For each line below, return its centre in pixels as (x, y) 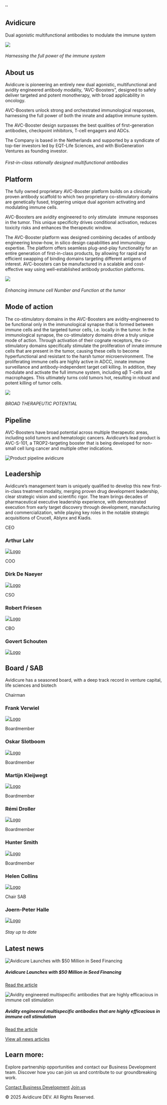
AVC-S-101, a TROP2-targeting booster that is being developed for (73, 443)
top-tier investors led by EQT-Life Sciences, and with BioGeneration (75, 146)
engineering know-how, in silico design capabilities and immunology (75, 243)
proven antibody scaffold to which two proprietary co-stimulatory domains (82, 197)
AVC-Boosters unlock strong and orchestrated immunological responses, (80, 110)
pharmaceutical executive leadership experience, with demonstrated (76, 502)
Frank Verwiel (22, 708)
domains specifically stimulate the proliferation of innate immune (95, 346)
